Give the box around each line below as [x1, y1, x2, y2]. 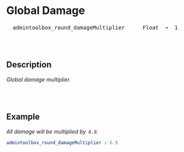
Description [6, 60, 52, 70]
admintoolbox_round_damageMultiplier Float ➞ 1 [12, 24, 178, 31]
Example [6, 112, 40, 122]
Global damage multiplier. [6, 75, 71, 83]
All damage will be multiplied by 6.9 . [6, 128, 98, 135]
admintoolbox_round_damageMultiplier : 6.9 [6, 139, 118, 146]
